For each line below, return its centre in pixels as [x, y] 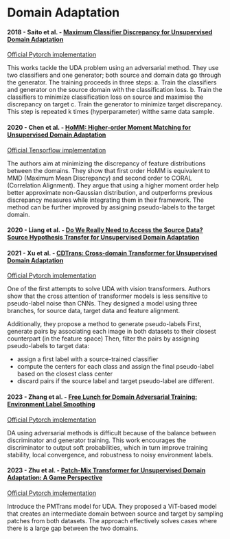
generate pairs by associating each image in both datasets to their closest [112, 332]
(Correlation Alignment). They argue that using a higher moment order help [113, 185]
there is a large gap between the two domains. [73, 528]
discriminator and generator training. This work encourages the [97, 440]
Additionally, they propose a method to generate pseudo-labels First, [104, 324]
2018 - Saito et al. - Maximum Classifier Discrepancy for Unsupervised [110, 32]
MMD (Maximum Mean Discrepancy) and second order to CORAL [100, 178]
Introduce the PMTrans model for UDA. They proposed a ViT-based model [112, 506]
